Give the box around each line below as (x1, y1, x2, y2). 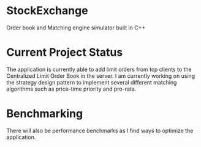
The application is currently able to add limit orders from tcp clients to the (6, 66, 192, 73)
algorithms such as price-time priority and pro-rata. (6, 85, 137, 92)
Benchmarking (6, 107, 83, 121)
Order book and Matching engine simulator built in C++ (6, 24, 146, 31)
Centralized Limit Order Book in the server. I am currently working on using (6, 72, 195, 80)
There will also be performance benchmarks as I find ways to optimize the (6, 127, 194, 134)
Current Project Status (6, 45, 123, 59)
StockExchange (6, 4, 88, 18)
